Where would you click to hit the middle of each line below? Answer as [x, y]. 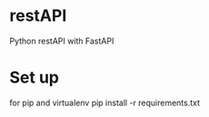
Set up [34, 78]
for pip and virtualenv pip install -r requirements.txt [105, 102]
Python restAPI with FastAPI [62, 41]
